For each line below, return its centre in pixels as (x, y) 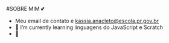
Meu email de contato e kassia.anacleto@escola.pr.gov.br (87, 21)
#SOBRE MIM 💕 (25, 9)
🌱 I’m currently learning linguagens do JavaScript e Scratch (89, 27)
